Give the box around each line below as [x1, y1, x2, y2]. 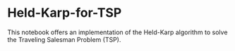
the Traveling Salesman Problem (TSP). [7, 35, 121, 43]
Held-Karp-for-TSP [7, 5, 122, 21]
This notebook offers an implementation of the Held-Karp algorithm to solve [7, 28, 228, 36]
